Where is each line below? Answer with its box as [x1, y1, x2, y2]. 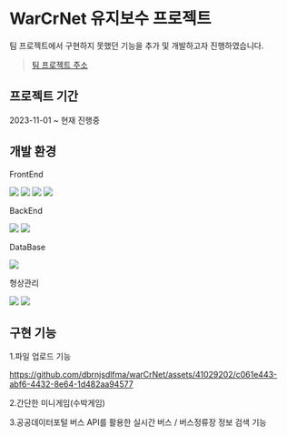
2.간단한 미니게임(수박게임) [9, 398, 106, 409]
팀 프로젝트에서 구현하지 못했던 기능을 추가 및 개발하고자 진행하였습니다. [9, 40, 264, 51]
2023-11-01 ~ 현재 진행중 [9, 115, 100, 126]
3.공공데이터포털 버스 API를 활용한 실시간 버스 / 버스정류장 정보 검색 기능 [9, 417, 267, 428]
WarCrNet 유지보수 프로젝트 [9, 8, 212, 29]
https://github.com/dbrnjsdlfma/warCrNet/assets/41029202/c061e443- [9, 370, 278, 380]
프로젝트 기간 [9, 88, 79, 105]
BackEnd [9, 205, 43, 216]
